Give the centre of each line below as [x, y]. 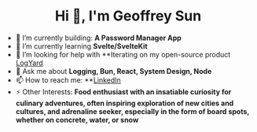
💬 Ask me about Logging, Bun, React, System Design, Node [114, 71]
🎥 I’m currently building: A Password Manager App [99, 38]
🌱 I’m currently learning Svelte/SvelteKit [81, 46]
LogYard [29, 63]
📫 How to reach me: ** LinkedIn [68, 80]
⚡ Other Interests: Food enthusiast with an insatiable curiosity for [123, 92]
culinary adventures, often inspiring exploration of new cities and [125, 103]
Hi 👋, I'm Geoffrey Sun [128, 16]
